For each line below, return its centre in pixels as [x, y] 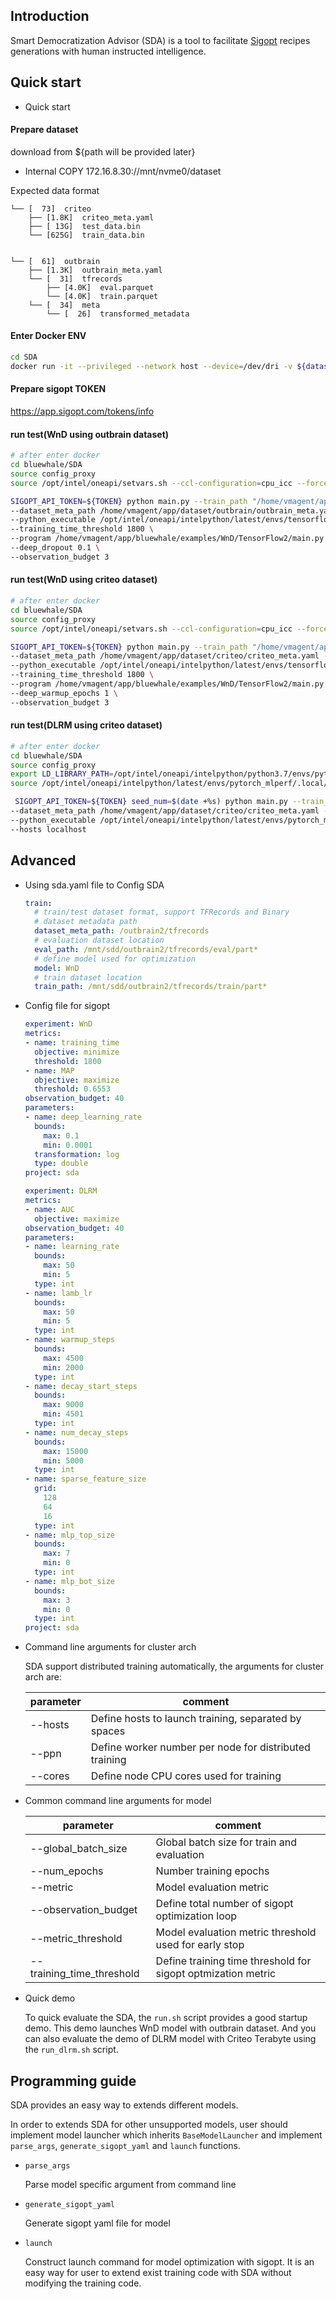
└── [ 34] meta [64, 305]
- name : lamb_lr [58, 1293]
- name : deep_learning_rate [83, 1117]
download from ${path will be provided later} [103, 151]
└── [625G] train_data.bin [86, 235]
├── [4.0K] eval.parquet [100, 287]
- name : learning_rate [72, 1247]
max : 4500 [63, 1358]
